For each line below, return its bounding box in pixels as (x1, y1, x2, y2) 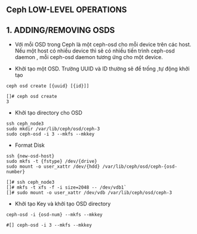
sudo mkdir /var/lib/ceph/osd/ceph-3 (6, 126, 100, 132)
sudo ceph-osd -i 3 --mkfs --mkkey (6, 131, 95, 137)
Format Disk (14, 141, 45, 149)
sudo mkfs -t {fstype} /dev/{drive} (6, 158, 97, 165)
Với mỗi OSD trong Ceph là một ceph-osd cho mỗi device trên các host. (14, 41, 192, 48)
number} (6, 169, 26, 175)
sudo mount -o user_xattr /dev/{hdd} (6, 164, 100, 170)
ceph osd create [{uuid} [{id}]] (6, 83, 90, 89)
